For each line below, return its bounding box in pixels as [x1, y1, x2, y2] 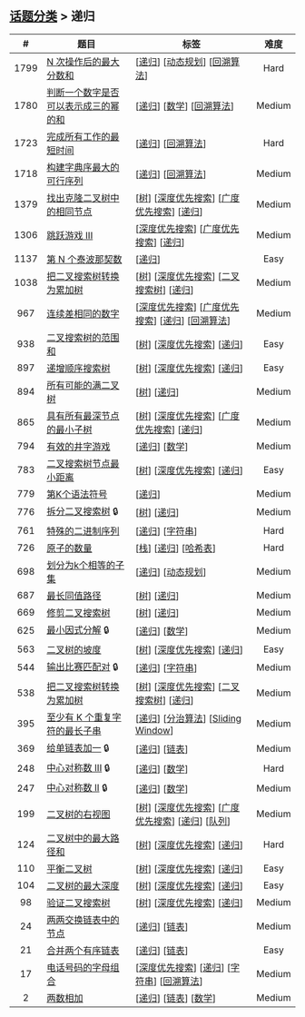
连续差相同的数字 [46, 307, 120, 320]
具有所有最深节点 [46, 410, 120, 422]
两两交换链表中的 [46, 913, 120, 926]
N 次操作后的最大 [46, 55, 120, 68]
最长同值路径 [46, 589, 102, 602]
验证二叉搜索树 [46, 896, 111, 909]
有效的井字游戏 [46, 439, 111, 452]
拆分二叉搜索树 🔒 [46, 505, 119, 518]
